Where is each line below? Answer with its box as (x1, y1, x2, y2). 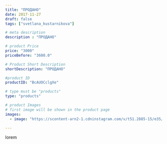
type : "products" (5, 94, 41, 99)
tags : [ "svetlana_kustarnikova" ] (5, 21, 75, 26)
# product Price (5, 44, 39, 49)
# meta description (5, 30, 46, 35)
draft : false (5, 16, 32, 21)
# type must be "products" (5, 89, 61, 94)
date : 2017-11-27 (5, 12, 41, 17)
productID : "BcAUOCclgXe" (5, 80, 59, 85)
